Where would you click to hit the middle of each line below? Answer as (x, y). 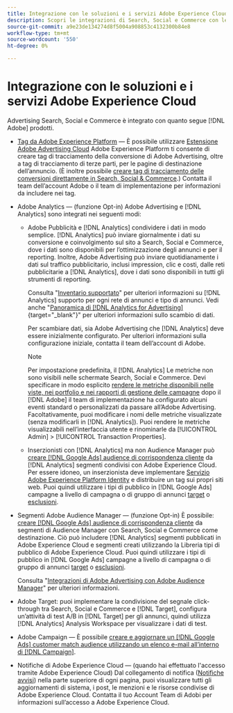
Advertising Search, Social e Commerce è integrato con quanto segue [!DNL (116, 120)
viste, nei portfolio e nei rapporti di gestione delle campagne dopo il (124, 392)
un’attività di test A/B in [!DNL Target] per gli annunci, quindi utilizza (114, 616)
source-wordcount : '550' (43, 40)
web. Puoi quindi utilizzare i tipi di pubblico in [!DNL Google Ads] (120, 487)
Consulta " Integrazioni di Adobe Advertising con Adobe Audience (111, 580)
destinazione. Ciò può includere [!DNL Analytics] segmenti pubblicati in (119, 537)
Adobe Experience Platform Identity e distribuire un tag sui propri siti (126, 479)
